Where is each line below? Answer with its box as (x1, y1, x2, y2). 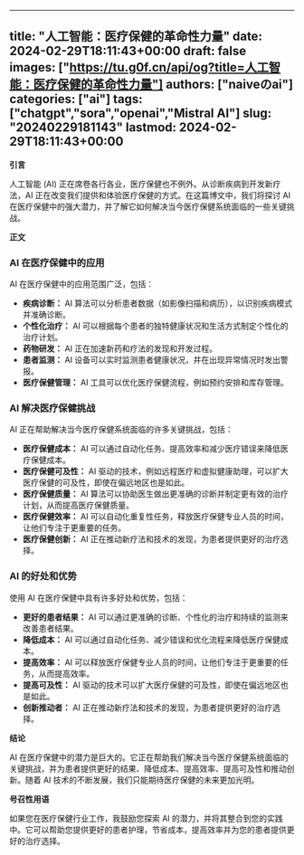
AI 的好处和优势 (9, 570, 77, 583)
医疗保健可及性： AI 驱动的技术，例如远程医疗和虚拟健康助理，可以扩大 (22, 466, 290, 477)
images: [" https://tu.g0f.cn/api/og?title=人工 (9, 60, 270, 75)
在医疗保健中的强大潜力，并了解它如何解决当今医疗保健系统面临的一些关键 (9, 201, 287, 212)
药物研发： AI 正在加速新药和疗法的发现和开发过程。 (22, 343, 218, 354)
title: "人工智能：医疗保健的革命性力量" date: (9, 29, 262, 44)
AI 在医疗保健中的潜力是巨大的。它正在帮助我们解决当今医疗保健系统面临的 (9, 752, 290, 763)
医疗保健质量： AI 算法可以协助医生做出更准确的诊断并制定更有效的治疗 (22, 489, 290, 499)
